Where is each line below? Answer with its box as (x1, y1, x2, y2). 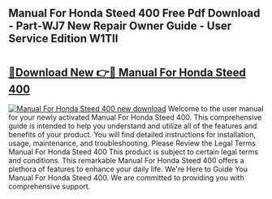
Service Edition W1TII (8, 32, 119, 45)
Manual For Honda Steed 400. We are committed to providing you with (8, 173, 245, 182)
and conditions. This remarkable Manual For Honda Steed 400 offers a (8, 156, 245, 165)
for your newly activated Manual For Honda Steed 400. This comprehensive (8, 113, 262, 122)
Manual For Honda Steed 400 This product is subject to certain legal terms (8, 147, 258, 157)
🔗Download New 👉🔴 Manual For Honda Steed (8, 65, 246, 80)
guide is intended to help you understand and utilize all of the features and (8, 121, 257, 131)
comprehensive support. (8, 182, 91, 191)
